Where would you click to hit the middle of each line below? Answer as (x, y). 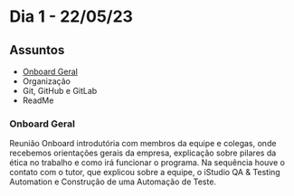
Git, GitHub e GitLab (60, 91)
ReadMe (38, 100)
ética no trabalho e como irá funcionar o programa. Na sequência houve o (147, 163)
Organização (46, 81)
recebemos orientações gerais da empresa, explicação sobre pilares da (143, 153)
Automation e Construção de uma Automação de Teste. (113, 182)
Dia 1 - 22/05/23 (71, 17)
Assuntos (37, 50)
